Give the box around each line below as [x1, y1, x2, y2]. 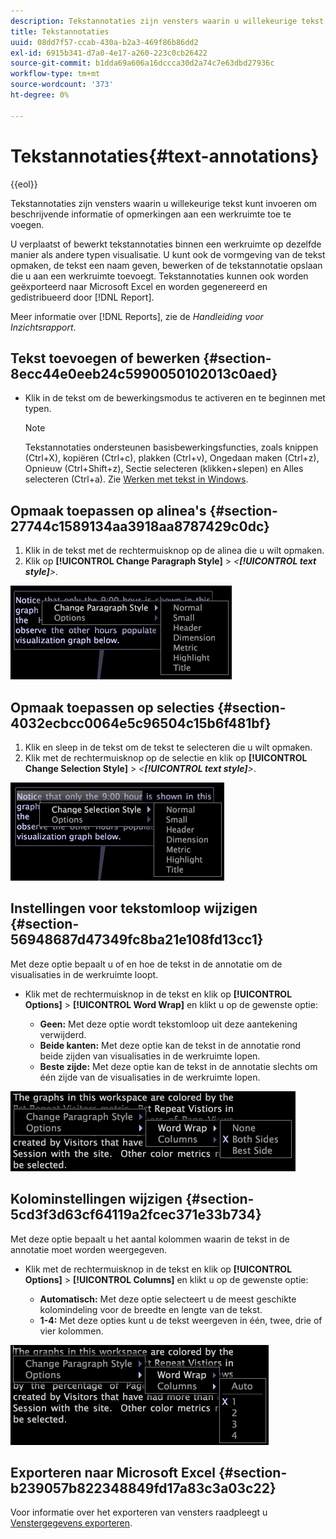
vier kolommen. [39, 1325, 104, 1337]
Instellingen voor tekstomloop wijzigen [10, 900, 258, 917]
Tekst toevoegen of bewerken [10, 350, 201, 367]
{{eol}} [10, 178, 38, 190]
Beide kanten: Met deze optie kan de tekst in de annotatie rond [39, 1039, 302, 1051]
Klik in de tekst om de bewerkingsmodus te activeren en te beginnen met [24, 392, 326, 404]
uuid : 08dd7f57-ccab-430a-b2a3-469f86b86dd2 [10, 37, 199, 47]
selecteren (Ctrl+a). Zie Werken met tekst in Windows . [24, 473, 249, 485]
